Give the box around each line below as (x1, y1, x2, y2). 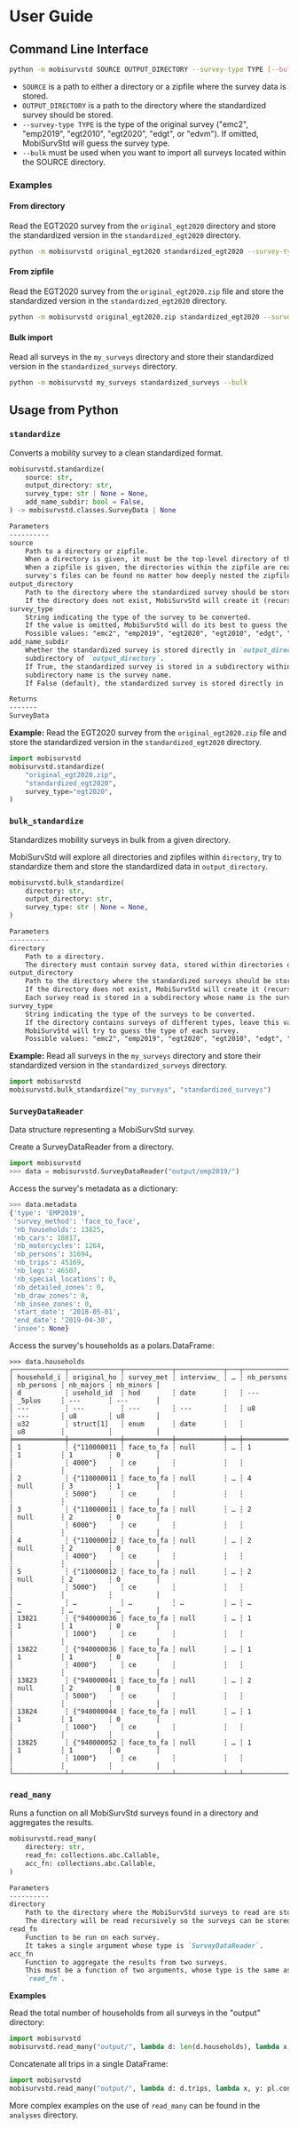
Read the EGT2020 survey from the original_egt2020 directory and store (9, 220, 277, 231)
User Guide (9, 6, 94, 27)
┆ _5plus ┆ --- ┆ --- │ (9, 1396, 161, 1405)
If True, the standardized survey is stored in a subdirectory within (25, 662, 292, 671)
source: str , (25, 473, 74, 481)
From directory (9, 201, 66, 211)
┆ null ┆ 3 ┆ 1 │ (9, 1482, 161, 1491)
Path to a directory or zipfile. (25, 546, 149, 556)
